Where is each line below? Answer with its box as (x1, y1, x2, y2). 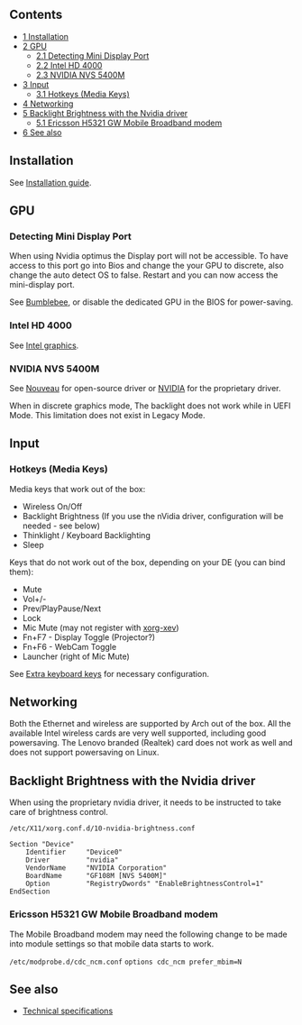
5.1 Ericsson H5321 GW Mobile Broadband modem (35, 117, 223, 128)
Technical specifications (22, 1005, 114, 1017)
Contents (9, 7, 63, 23)
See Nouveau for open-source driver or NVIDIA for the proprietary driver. (9, 382, 281, 393)
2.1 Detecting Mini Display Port (35, 50, 150, 61)
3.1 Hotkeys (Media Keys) (35, 88, 130, 99)
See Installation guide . (9, 177, 92, 188)
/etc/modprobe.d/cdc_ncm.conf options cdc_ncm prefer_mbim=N (9, 957, 242, 966)
